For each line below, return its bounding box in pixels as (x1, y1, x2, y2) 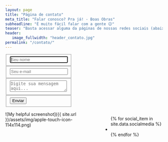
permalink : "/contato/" (5, 40, 55, 45)
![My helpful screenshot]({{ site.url (5, 111, 76, 117)
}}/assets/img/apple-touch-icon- (5, 116, 73, 123)
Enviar (12, 98, 24, 103)
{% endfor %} (110, 131, 139, 138)
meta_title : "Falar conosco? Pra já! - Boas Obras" (5, 17, 115, 22)
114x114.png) (5, 122, 31, 128)
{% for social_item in (110, 116, 153, 122)
